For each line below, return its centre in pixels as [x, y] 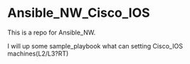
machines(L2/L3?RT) [38, 53]
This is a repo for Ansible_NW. [52, 32]
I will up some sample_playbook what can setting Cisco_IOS [95, 46]
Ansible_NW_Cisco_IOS [79, 13]
